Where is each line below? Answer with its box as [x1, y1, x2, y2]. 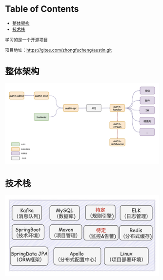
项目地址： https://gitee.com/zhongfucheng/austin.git [5, 47, 112, 53]
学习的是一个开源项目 [5, 37, 48, 43]
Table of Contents [5, 3, 79, 15]
